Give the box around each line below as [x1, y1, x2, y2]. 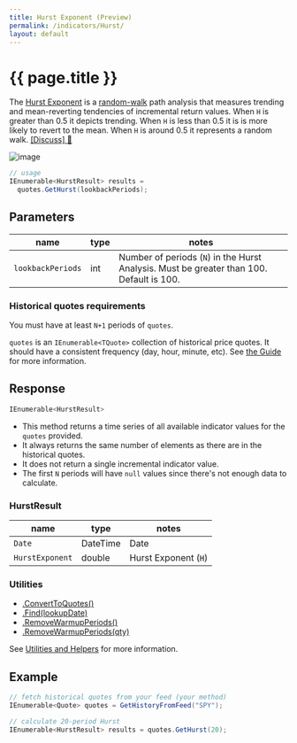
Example [9, 669, 58, 685]
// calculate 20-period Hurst [9, 716, 121, 726]
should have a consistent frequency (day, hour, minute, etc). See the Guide [9, 346, 282, 357]
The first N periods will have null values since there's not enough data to [21, 468, 287, 478]
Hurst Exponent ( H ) [129, 552, 209, 564]
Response [9, 382, 66, 397]
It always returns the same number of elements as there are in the [21, 439, 263, 450]
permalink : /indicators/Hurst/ [9, 21, 125, 30]
